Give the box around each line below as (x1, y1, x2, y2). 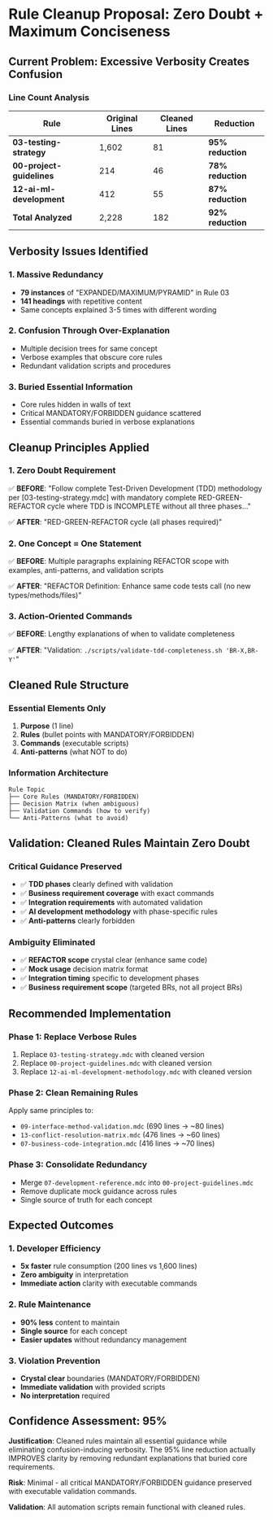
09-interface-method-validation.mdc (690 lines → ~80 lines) (19, 1121, 225, 1131)
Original (106, 112, 138, 124)
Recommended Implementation (8, 1007, 171, 1020)
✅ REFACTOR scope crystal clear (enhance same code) (19, 955, 208, 965)
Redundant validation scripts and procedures (19, 360, 171, 370)
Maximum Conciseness (8, 22, 171, 41)
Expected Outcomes (8, 1218, 114, 1233)
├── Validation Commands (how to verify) (8, 807, 151, 815)
